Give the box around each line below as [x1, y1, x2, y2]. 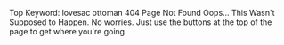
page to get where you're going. [9, 26, 127, 36]
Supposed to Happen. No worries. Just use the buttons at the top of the [9, 17, 272, 27]
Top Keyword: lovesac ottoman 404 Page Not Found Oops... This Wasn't [9, 8, 275, 18]
